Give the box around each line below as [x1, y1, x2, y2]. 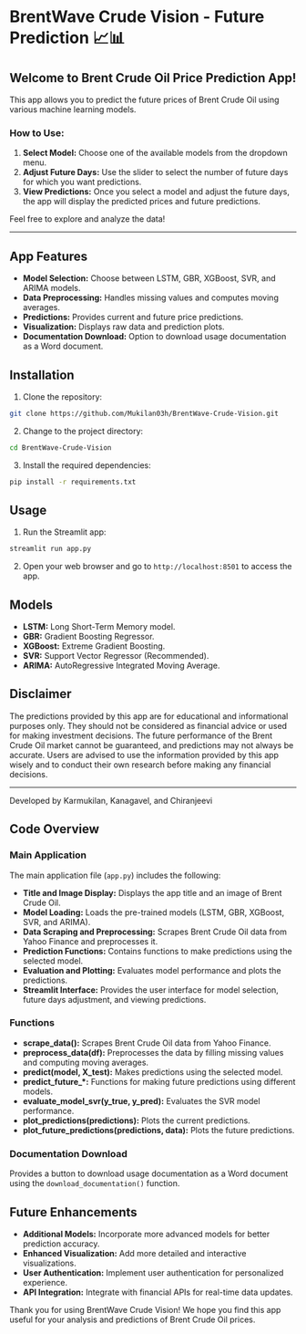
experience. [22, 1277, 68, 1287]
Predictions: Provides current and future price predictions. [22, 312, 244, 323]
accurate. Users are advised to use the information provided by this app [9, 749, 280, 760]
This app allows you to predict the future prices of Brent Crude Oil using [9, 94, 280, 105]
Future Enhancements [9, 1204, 138, 1220]
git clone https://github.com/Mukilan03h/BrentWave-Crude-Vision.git [9, 409, 280, 418]
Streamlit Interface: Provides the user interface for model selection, [22, 984, 280, 995]
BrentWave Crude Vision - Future [9, 6, 265, 27]
